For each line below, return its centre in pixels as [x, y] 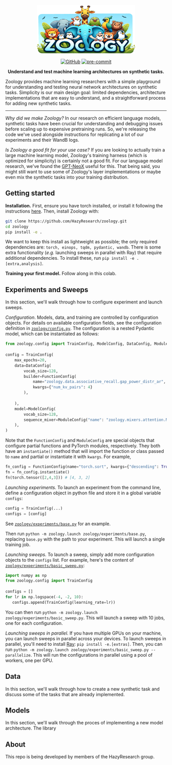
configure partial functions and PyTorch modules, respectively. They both [83, 446]
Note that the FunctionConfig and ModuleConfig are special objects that [80, 441]
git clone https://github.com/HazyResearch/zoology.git [66, 221]
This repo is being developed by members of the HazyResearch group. [80, 757]
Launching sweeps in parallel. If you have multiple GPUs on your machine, [84, 633]
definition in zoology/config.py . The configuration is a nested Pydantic [80, 329]
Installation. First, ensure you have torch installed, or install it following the [84, 205]
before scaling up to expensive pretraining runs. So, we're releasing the [81, 129]
